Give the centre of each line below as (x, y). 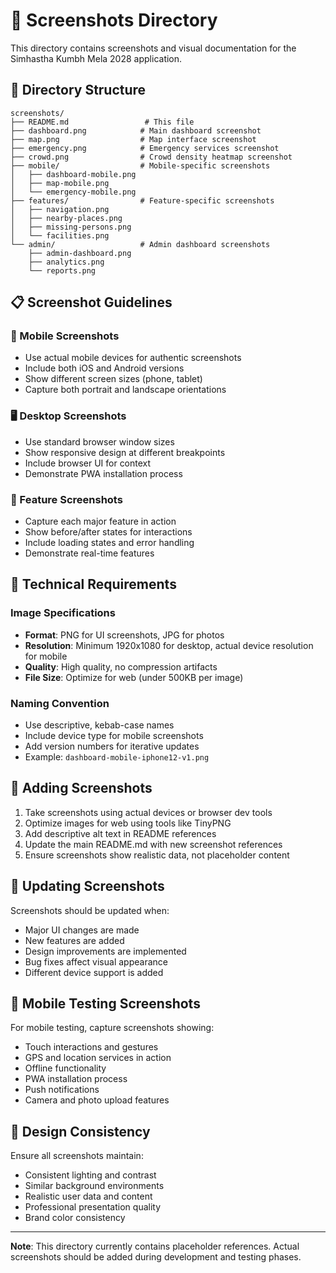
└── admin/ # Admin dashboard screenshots (140, 244)
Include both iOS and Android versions (104, 368)
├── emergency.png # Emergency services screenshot (145, 148)
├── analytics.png (66, 262)
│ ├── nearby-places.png (66, 218)
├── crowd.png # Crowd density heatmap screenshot (151, 157)
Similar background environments (94, 1186)
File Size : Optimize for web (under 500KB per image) (134, 677)
